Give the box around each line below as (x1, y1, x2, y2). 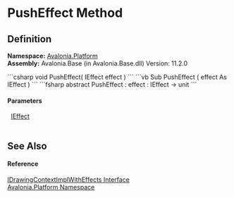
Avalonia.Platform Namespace (7, 182, 95, 191)
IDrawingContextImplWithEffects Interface (7, 175, 130, 184)
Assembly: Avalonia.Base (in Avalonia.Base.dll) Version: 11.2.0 (7, 59, 188, 68)
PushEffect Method (7, 5, 123, 21)
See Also (7, 140, 47, 152)
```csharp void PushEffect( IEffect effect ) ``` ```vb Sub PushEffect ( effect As (7, 73, 228, 81)
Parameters (7, 97, 42, 105)
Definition (7, 33, 51, 45)
